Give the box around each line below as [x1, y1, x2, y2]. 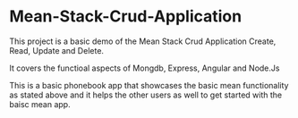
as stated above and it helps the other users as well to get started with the [9, 89, 283, 100]
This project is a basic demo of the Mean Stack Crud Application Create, [9, 36, 277, 46]
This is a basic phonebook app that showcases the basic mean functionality [9, 80, 289, 90]
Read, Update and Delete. [9, 45, 105, 55]
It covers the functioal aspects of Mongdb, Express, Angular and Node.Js [9, 63, 280, 73]
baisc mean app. [9, 98, 71, 109]
